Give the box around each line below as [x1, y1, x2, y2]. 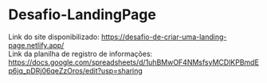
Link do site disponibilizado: [8, 32, 100, 41]
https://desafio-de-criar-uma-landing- [100, 32, 227, 41]
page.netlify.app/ [8, 40, 65, 49]
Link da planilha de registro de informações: [8, 49, 153, 58]
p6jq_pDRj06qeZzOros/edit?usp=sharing [8, 65, 143, 75]
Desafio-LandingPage [8, 6, 157, 24]
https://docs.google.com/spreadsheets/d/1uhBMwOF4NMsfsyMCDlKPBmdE [8, 57, 259, 67]
